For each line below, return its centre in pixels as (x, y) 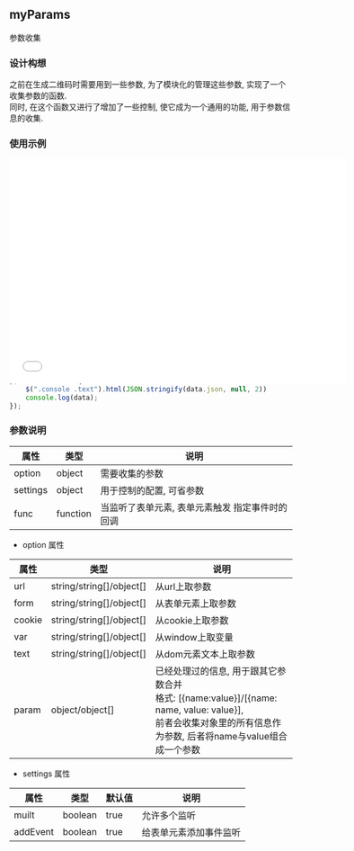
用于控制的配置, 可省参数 (152, 490)
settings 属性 (46, 774)
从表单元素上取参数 (195, 604)
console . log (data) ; (62, 398)
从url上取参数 (183, 587)
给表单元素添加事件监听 (191, 832)
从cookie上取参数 (192, 620)
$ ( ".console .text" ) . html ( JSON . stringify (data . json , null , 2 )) (146, 389)
